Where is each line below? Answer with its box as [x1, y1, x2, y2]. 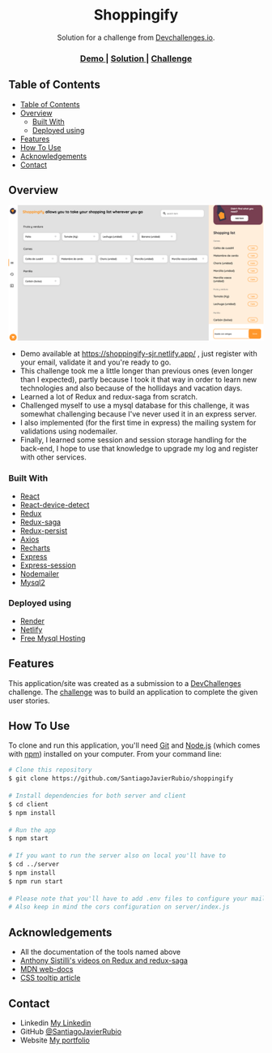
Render [19, 615, 45, 626]
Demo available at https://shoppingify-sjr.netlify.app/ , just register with [19, 349, 257, 359]
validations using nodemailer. [19, 426, 118, 436]
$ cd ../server [8, 861, 60, 869]
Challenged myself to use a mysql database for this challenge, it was [19, 400, 249, 411]
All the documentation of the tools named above [19, 947, 181, 957]
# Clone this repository [8, 766, 92, 775]
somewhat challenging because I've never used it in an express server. [19, 409, 257, 419]
